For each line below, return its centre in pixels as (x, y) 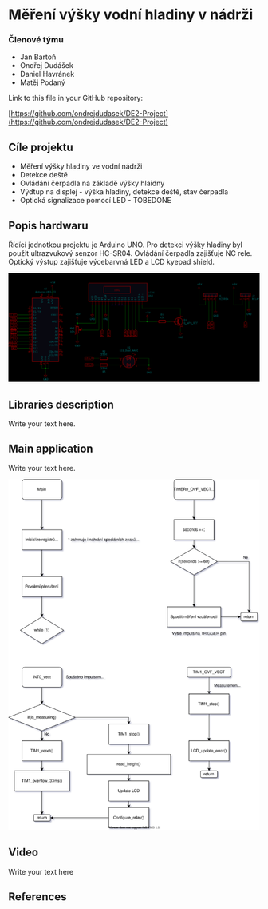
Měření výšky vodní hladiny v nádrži (131, 15)
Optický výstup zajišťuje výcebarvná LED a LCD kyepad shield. (112, 262)
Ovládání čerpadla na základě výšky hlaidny (92, 183)
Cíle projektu (41, 147)
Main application (51, 449)
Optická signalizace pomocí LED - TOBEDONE (95, 201)
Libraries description (61, 404)
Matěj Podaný (42, 82)
